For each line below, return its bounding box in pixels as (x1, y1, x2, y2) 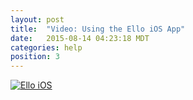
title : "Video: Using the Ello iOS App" (10, 24, 186, 34)
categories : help (10, 42, 83, 53)
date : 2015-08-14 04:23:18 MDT (10, 33, 150, 43)
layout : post (10, 14, 65, 25)
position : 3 (10, 52, 60, 62)
